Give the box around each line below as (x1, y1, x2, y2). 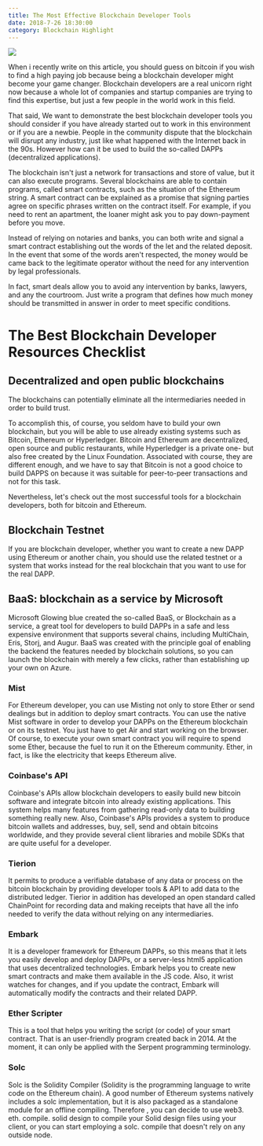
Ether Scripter (8, 1008, 63, 1019)
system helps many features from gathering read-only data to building (8, 805, 236, 814)
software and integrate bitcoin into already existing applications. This (8, 796, 232, 806)
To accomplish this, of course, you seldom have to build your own (8, 418, 221, 428)
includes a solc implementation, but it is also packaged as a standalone (8, 1096, 239, 1106)
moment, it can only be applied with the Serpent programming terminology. (8, 1042, 251, 1052)
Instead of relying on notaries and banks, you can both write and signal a (8, 233, 244, 243)
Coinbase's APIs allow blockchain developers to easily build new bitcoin (8, 788, 241, 798)
